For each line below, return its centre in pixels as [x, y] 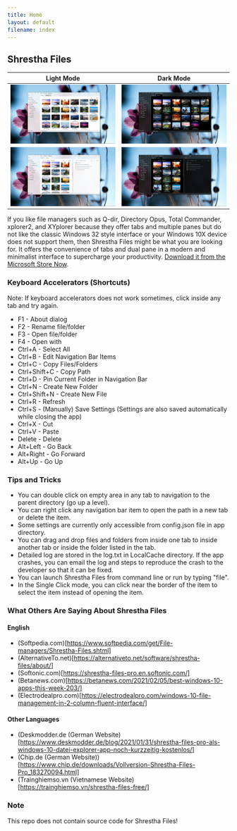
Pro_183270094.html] [48, 772]
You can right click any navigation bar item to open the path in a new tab [123, 510]
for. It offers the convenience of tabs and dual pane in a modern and [107, 250]
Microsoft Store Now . [38, 264]
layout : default [31, 22]
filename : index [31, 30]
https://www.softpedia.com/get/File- [120, 643]
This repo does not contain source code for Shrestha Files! [93, 820]
